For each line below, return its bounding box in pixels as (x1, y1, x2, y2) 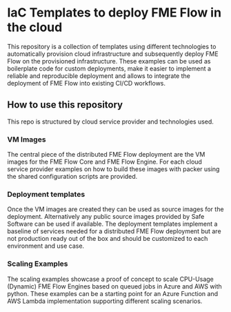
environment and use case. (7, 242, 85, 250)
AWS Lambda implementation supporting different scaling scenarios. (7, 297, 203, 305)
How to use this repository (7, 99, 123, 111)
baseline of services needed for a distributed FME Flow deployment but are (7, 227, 222, 235)
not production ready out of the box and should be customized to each (7, 235, 208, 243)
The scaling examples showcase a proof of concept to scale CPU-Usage (7, 275, 214, 283)
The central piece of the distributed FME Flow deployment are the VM (7, 150, 205, 159)
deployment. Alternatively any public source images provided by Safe (7, 213, 205, 221)
